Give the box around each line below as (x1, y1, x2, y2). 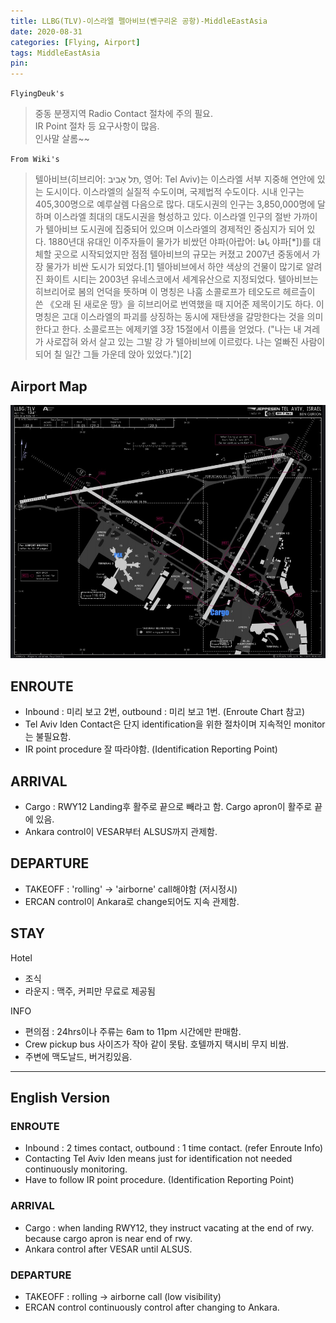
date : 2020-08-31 (10, 26, 83, 37)
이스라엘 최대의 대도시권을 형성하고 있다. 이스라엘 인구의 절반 (53, 211, 292, 223)
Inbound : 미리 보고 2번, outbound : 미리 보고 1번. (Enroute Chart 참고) (24, 706, 306, 718)
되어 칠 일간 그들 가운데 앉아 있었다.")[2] (34, 348, 192, 360)
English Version (10, 1090, 111, 1107)
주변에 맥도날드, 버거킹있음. (24, 1050, 133, 1062)
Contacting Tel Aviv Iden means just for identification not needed (24, 1153, 293, 1165)
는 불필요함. (24, 731, 72, 743)
